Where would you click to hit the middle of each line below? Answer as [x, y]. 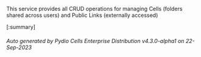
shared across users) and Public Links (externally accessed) [82, 15]
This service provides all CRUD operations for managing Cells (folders [94, 9]
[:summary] [21, 27]
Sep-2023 [19, 47]
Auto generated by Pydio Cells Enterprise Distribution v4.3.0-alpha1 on [95, 41]
